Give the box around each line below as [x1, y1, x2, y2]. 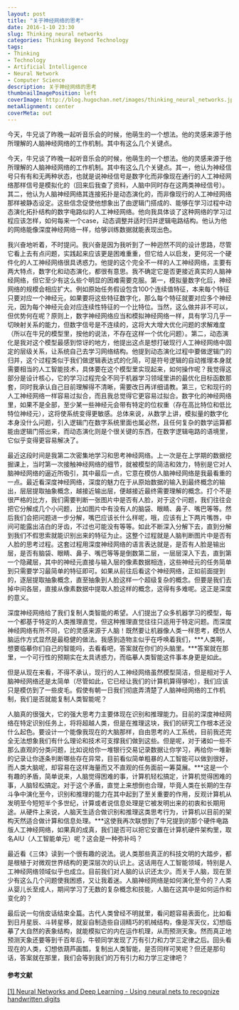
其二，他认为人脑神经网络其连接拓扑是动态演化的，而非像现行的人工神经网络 [7, 189, 232, 198]
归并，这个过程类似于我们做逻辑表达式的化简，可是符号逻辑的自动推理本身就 [7, 356, 232, 364]
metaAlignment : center [7, 103, 75, 110]
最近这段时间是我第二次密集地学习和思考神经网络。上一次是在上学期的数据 [7, 451, 225, 459]
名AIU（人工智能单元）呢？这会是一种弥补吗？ [7, 834, 143, 843]
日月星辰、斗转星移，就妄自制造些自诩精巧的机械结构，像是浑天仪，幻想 [13, 918, 225, 926]
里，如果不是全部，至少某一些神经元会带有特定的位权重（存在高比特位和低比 [7, 400, 232, 409]
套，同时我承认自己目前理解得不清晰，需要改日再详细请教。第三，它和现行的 [7, 382, 232, 391]
